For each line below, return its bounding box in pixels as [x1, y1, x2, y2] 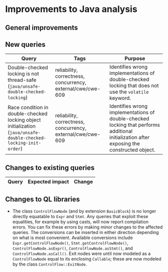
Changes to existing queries [5, 163, 95, 172]
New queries [5, 40, 46, 48]
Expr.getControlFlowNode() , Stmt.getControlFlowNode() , [12, 240, 128, 246]
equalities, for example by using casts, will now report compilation [12, 219, 149, 225]
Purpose [124, 55, 145, 62]
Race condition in [7, 104, 48, 111]
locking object [7, 116, 41, 123]
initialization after [109, 134, 150, 141]
